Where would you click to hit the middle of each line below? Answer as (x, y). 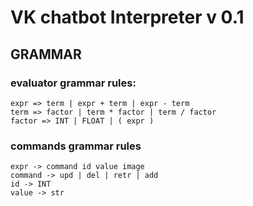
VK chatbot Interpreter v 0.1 (127, 17)
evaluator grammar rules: (73, 83)
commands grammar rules (76, 146)
